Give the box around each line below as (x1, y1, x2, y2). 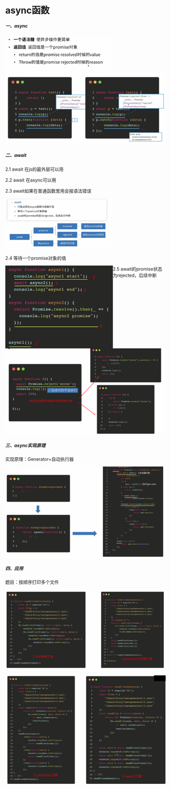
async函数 (5, 5, 50, 16)
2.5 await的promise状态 (112, 266, 162, 272)
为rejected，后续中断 (112, 272, 157, 278)
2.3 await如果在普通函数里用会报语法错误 (5, 188, 92, 194)
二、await (5, 152, 27, 159)
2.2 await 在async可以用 (5, 177, 56, 183)
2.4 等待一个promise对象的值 (5, 255, 66, 261)
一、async (5, 22, 28, 29)
